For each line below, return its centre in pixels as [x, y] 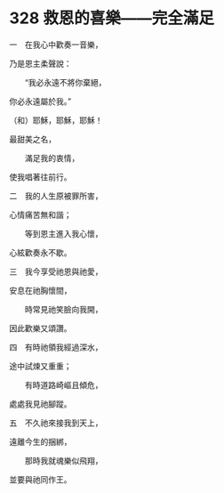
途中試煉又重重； [40, 366]
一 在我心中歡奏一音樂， [56, 44]
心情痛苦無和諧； [40, 214]
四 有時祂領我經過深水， [56, 347]
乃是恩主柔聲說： [40, 63]
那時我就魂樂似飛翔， [64, 460]
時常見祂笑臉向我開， [64, 309]
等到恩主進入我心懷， [64, 233]
